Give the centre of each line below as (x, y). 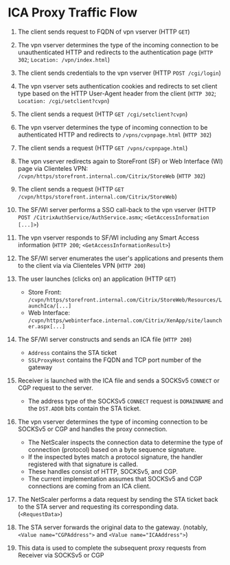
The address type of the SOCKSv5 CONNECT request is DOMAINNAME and (126, 401)
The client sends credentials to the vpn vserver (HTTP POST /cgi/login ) (119, 73)
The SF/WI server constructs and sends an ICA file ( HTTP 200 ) (105, 339)
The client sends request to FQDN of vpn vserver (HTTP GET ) (104, 32)
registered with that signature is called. (83, 464)
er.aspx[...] (47, 326)
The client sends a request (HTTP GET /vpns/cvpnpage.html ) (103, 148)
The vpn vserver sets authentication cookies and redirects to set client (117, 86)
